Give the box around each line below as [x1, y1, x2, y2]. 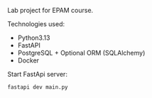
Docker [17, 56, 40, 65]
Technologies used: [7, 20, 65, 28]
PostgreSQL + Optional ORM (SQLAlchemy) [17, 49, 146, 57]
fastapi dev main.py [7, 84, 69, 91]
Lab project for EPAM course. [7, 6, 94, 14]
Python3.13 [17, 33, 50, 42]
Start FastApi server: [7, 70, 67, 78]
